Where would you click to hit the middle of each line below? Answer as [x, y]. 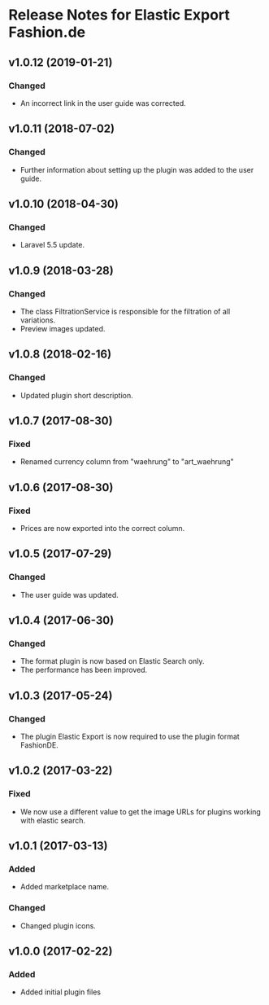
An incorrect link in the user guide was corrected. [103, 103]
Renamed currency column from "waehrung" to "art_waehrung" [127, 462]
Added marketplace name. [65, 887]
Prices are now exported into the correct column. [102, 528]
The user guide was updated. [69, 595]
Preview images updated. [63, 328]
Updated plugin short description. [76, 395]
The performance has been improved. [84, 670]
